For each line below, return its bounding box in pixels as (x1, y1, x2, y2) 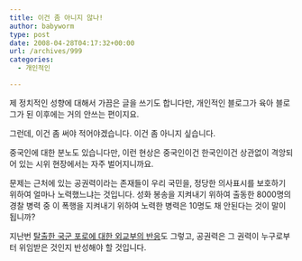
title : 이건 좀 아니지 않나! (9, 13, 104, 23)
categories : (9, 55, 54, 64)
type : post (9, 30, 50, 39)
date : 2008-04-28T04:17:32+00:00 (9, 38, 135, 48)
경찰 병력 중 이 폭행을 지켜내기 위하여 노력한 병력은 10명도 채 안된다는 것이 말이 (9, 200, 287, 210)
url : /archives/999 (9, 47, 83, 56)
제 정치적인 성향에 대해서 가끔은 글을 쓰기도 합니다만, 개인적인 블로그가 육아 (9, 97, 274, 108)
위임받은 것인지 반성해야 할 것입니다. (18, 241, 147, 253)
